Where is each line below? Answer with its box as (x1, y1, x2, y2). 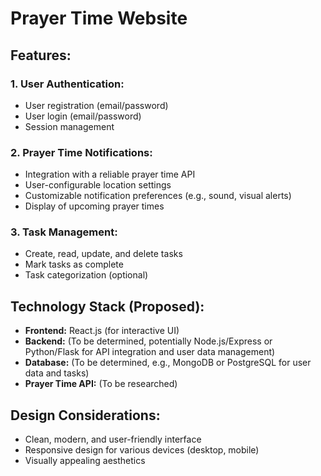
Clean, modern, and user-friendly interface (24, 433, 202, 446)
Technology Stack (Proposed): (10, 298, 205, 315)
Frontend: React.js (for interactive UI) (24, 325, 180, 337)
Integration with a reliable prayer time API (24, 168, 196, 181)
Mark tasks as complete (24, 258, 124, 271)
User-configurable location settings (24, 179, 172, 191)
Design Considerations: (10, 407, 161, 424)
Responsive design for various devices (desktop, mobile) (24, 444, 260, 456)
